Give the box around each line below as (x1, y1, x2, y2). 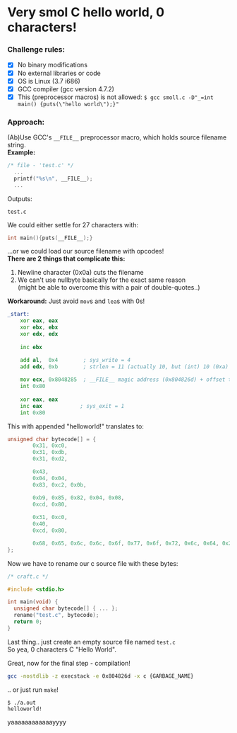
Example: (7, 148, 36, 157)
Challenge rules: (7, 45, 66, 55)
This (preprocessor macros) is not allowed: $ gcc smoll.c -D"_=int (17, 93, 214, 101)
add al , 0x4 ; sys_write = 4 (20, 356, 131, 363)
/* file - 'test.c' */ (7, 162, 74, 169)
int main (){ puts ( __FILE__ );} (7, 234, 93, 242)
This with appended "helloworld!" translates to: (7, 422, 145, 431)
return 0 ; (13, 618, 42, 625)
